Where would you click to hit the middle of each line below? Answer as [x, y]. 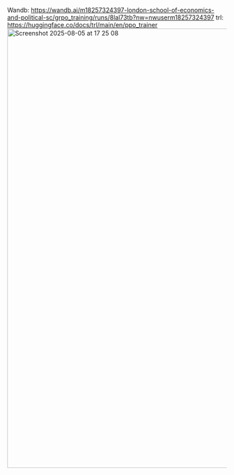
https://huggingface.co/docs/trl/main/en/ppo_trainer [83, 25]
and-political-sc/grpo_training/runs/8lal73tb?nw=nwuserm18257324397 [111, 17]
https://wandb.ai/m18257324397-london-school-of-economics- [123, 10]
